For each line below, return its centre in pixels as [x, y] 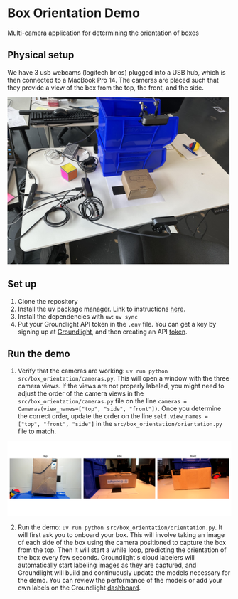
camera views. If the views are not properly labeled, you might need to [121, 386]
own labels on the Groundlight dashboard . [79, 588]
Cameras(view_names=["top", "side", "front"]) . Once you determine [119, 409]
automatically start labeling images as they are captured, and [107, 565]
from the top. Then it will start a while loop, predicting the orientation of [122, 550]
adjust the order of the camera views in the [81, 393]
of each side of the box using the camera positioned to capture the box [121, 543]
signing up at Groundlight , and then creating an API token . [102, 332]
